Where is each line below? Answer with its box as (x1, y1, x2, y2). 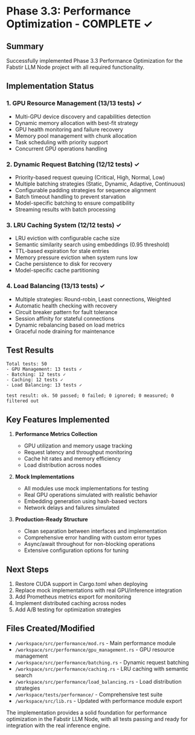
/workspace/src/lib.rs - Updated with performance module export (14, 697, 182, 704)
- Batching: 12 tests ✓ (6, 371, 66, 378)
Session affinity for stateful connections (14, 315, 115, 322)
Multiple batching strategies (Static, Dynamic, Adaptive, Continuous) (14, 180, 186, 187)
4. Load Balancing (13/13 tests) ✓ (6, 282, 106, 290)
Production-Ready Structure (14, 516, 89, 523)
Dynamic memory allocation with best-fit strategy (14, 119, 139, 126)
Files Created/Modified (6, 623, 95, 634)
